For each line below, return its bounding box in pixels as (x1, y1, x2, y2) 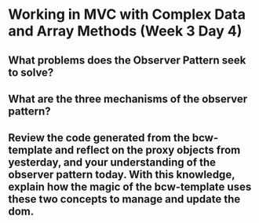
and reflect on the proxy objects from (54, 144, 241, 157)
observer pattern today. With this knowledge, (8, 168, 235, 181)
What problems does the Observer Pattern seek (8, 53, 246, 67)
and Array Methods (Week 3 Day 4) (8, 22, 243, 40)
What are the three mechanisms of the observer (8, 92, 248, 105)
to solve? (8, 65, 54, 79)
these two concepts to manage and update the (8, 192, 241, 206)
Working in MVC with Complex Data (8, 5, 246, 24)
